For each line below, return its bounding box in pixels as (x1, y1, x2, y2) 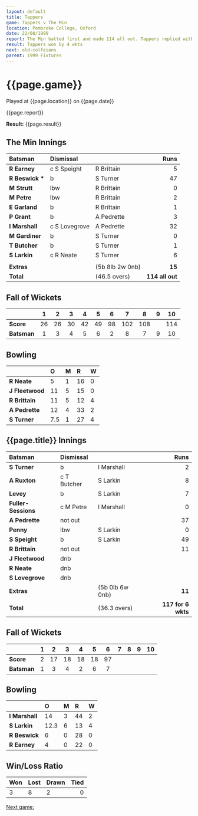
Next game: (6, 804, 34, 811)
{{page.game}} (6, 78, 82, 91)
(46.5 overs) (95, 273, 131, 281)
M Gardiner (9, 232, 42, 240)
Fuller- (9, 499, 29, 507)
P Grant (9, 213, 31, 221)
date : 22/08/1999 (6, 31, 49, 37)
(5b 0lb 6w (98, 583, 128, 591)
